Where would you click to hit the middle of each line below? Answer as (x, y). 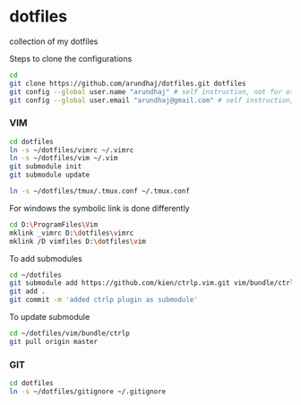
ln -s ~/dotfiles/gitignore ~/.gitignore (88, 392)
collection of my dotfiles (54, 41)
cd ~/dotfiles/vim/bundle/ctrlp (69, 333)
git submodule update (50, 175)
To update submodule (50, 317)
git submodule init (46, 167)
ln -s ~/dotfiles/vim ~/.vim (64, 159)
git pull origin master (54, 341)
